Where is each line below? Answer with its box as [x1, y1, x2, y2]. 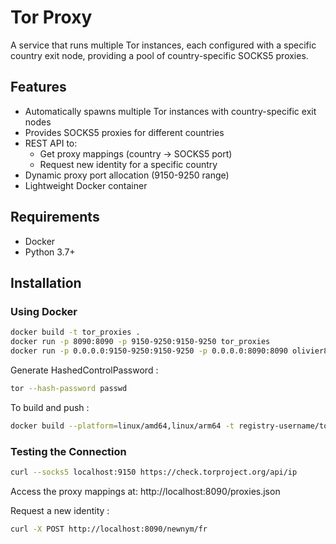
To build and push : [10, 401, 90, 413]
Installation [10, 274, 82, 291]
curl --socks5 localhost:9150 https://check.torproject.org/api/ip [10, 467, 298, 477]
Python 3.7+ [24, 246, 76, 258]
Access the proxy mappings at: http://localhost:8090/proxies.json [10, 485, 281, 497]
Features [10, 79, 67, 96]
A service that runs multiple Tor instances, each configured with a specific [10, 39, 317, 51]
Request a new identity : [10, 504, 110, 516]
